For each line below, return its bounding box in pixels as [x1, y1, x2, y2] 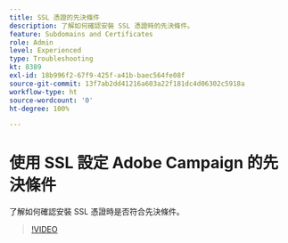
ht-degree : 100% [9, 104, 70, 113]
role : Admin [9, 37, 53, 47]
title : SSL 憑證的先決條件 [9, 12, 100, 22]
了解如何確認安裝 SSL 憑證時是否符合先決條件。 [9, 207, 185, 217]
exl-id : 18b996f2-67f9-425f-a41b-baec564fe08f [9, 71, 185, 80]
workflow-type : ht [9, 87, 78, 96]
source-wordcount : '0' [9, 95, 94, 105]
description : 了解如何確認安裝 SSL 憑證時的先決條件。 [9, 21, 194, 30]
